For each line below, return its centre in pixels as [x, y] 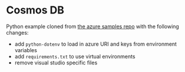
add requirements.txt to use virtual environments [75, 56]
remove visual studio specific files [56, 63]
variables [26, 50]
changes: [17, 32]
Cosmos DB [35, 10]
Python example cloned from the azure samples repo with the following [93, 26]
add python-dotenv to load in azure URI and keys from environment [95, 44]
